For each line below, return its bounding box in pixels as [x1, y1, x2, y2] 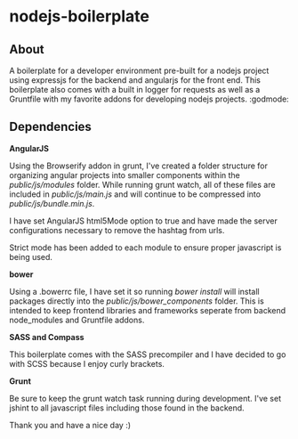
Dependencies [9, 119, 92, 134]
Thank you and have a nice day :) [9, 419, 132, 430]
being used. [9, 251, 53, 262]
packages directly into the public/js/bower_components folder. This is [9, 296, 264, 306]
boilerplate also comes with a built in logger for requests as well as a [9, 85, 261, 94]
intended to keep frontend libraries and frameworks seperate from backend [9, 305, 286, 315]
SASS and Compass [9, 331, 85, 342]
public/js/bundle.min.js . [9, 198, 95, 208]
